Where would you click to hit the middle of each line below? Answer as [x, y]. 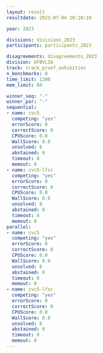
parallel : [19, 227]
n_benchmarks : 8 [27, 73]
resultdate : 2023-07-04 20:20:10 [49, 18]
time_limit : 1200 [29, 79]
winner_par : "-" [27, 102]
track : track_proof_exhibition [46, 68]
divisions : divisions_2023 [41, 40]
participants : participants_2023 [49, 46]
